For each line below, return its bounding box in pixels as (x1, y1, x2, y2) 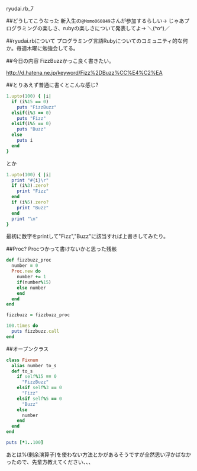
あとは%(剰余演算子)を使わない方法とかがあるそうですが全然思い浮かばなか (6, 451, 191, 458)
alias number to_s (11, 362, 57, 368)
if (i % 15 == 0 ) (11, 98, 49, 104)
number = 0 (11, 263, 38, 269)
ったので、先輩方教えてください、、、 (6, 458, 94, 465)
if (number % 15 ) (17, 279, 51, 285)
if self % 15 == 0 (17, 374, 57, 380)
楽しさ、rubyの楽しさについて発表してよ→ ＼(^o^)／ (42, 25, 170, 31)
